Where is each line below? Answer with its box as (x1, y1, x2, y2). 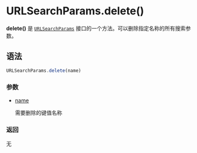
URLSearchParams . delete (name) (6, 68, 82, 74)
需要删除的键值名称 (14, 109, 63, 116)
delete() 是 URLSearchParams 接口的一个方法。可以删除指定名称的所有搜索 (6, 25, 186, 32)
